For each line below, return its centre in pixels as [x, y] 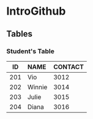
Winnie [37, 87]
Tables [19, 34]
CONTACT [69, 67]
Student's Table [31, 51]
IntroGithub [36, 11]
